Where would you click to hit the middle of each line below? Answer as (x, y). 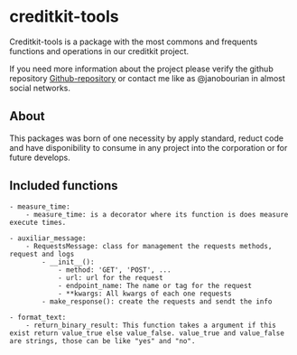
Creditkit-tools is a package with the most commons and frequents (134, 42)
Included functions (64, 186)
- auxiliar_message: (48, 238)
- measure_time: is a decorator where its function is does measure (157, 214)
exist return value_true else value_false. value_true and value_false (147, 333)
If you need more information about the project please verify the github (141, 69)
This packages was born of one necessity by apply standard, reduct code (147, 138)
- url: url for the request (111, 277)
